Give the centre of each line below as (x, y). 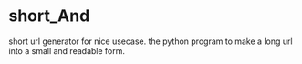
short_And (49, 16)
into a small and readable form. (67, 50)
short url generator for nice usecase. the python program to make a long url (151, 41)
